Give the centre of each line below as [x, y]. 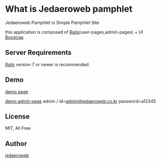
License [17, 116]
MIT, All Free [18, 128]
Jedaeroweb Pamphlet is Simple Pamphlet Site [52, 23]
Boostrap [14, 37]
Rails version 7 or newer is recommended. [48, 64]
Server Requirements [39, 53]
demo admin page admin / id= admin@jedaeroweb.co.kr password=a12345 [80, 101]
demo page [17, 92]
